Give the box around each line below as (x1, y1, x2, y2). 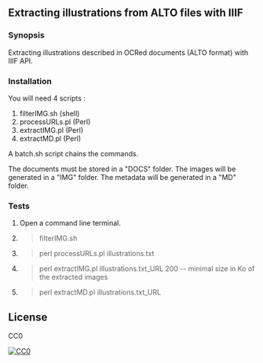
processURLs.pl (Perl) (19, 117, 91, 126)
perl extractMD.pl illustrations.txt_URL (38, 288, 162, 297)
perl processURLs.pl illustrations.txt (38, 249, 155, 258)
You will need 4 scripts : (8, 93, 86, 103)
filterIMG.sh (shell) (19, 108, 80, 118)
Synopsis (8, 30, 45, 41)
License (8, 310, 48, 324)
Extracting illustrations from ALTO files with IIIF (8, 6, 243, 20)
